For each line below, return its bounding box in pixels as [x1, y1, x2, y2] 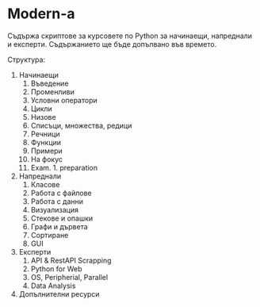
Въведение [30, 79, 69, 88]
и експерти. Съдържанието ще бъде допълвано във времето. [7, 39, 217, 48]
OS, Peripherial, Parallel [30, 272, 109, 282]
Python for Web [30, 263, 82, 274]
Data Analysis [30, 281, 76, 290]
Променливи [30, 86, 75, 96]
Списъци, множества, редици [30, 121, 132, 130]
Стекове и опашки [30, 213, 94, 223]
